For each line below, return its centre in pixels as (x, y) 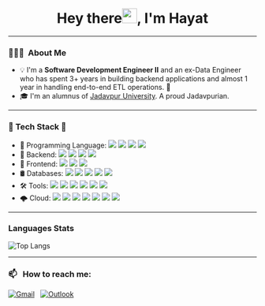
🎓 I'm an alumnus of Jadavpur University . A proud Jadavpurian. (125, 96)
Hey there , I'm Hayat (132, 19)
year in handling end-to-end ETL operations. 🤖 (95, 88)
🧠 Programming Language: (63, 145)
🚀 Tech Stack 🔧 (37, 127)
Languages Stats (41, 229)
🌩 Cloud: (35, 198)
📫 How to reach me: (50, 274)
